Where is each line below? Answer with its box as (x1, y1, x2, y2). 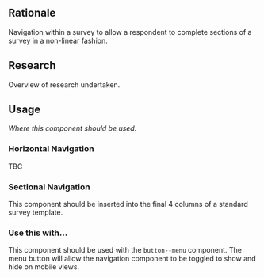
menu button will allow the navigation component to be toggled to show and (8, 253, 256, 264)
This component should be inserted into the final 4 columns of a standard (8, 200, 248, 209)
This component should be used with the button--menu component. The (8, 246, 242, 255)
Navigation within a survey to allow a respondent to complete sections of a (8, 27, 252, 36)
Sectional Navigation (8, 181, 90, 192)
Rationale (8, 6, 56, 20)
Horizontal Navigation (8, 143, 94, 154)
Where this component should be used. (8, 124, 137, 133)
